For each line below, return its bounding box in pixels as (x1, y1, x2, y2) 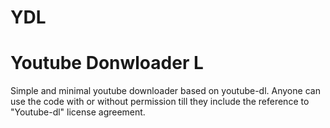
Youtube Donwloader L (10, 52, 204, 75)
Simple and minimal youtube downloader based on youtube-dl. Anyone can (10, 85, 321, 97)
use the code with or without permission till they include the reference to (10, 96, 310, 108)
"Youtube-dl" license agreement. (10, 106, 146, 118)
